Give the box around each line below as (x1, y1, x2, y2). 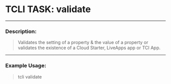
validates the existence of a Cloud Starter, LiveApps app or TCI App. (17, 45, 161, 51)
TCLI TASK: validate (5, 4, 91, 15)
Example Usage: (5, 62, 47, 69)
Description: (5, 28, 37, 35)
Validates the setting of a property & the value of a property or (17, 39, 149, 46)
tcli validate (17, 73, 42, 79)
